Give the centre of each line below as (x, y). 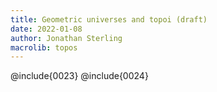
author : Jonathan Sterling (66, 38)
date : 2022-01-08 (46, 29)
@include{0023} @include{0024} (79, 76)
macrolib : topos (44, 47)
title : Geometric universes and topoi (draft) (109, 19)
